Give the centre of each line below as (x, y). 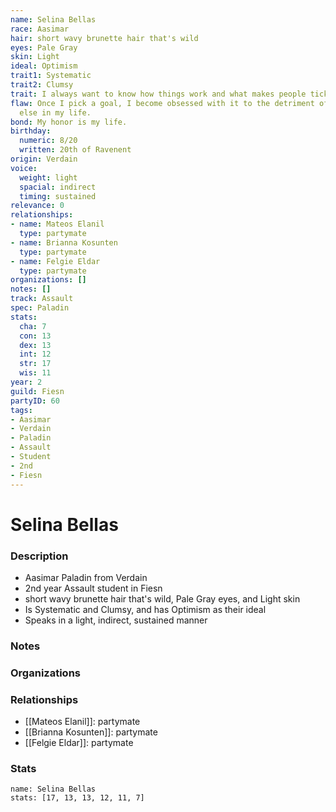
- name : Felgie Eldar (55, 261)
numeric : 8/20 (48, 141)
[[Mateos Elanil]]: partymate (82, 722)
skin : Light (35, 57)
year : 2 (26, 382)
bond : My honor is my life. (69, 122)
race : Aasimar (40, 29)
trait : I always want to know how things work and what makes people (158, 94)
